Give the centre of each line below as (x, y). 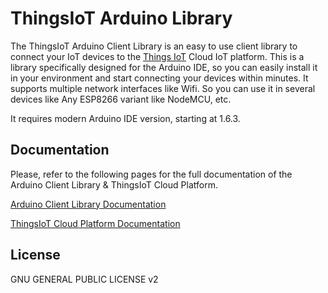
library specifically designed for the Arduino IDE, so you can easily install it (164, 67)
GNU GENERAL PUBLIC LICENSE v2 (84, 279)
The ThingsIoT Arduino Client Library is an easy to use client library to (154, 46)
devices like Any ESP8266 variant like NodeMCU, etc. (121, 99)
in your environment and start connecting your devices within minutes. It (159, 78)
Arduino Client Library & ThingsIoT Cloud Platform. (114, 184)
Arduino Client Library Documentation (88, 204)
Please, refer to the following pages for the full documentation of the (151, 174)
